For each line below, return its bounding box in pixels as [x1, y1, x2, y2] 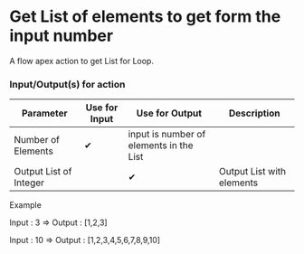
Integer [14, 176, 45, 189]
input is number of [128, 128, 206, 141]
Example [9, 200, 43, 211]
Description [229, 107, 280, 119]
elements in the [128, 139, 194, 152]
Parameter [21, 107, 68, 119]
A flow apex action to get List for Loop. [9, 55, 154, 66]
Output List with [218, 165, 287, 178]
